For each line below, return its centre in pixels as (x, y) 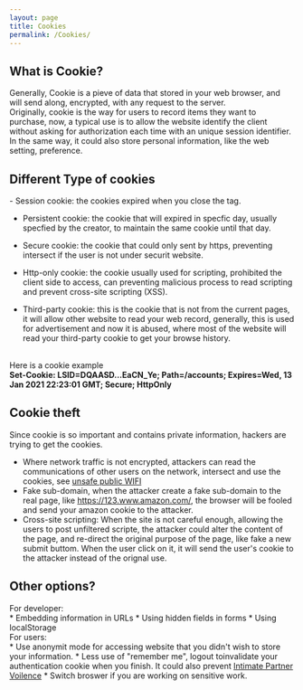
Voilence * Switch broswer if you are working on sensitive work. (128, 676)
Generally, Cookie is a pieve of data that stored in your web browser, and (145, 93)
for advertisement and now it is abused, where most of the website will (154, 328)
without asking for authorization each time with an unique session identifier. (150, 131)
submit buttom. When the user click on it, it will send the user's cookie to (158, 548)
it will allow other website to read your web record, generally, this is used (158, 319)
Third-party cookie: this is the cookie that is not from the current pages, (156, 309)
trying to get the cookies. (56, 444)
